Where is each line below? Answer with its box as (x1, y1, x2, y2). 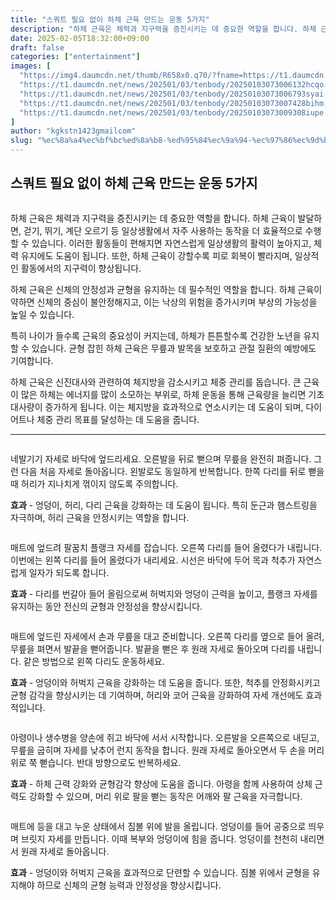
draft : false (10, 42, 65, 53)
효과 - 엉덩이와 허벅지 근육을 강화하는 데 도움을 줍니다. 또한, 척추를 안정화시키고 (10, 676, 321, 688)
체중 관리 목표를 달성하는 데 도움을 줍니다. (36, 413, 200, 425)
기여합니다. (10, 354, 54, 366)
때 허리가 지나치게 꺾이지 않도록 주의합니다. (10, 477, 179, 490)
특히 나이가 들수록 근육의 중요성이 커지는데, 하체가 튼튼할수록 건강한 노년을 (10, 329, 302, 341)
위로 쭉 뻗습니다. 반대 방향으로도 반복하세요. (10, 756, 182, 768)
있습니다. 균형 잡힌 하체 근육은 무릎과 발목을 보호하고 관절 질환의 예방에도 (31, 342, 317, 354)
